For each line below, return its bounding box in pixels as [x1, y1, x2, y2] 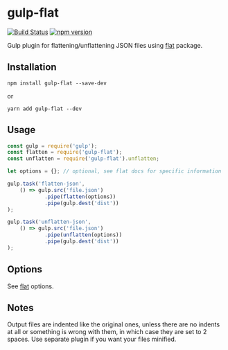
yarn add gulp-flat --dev [7, 105, 82, 112]
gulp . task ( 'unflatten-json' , [7, 218, 91, 226]
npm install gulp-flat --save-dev [7, 80, 107, 87]
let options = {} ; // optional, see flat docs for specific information [7, 168, 222, 175]
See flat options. [7, 282, 54, 290]
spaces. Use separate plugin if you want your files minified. [7, 335, 177, 344]
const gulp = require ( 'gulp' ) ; [7, 142, 98, 150]
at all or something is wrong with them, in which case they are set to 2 [7, 328, 207, 336]
